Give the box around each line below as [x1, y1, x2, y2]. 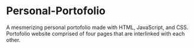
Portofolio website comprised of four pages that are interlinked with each [6, 30, 185, 37]
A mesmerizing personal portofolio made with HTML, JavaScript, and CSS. [6, 24, 189, 31]
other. [6, 36, 21, 43]
